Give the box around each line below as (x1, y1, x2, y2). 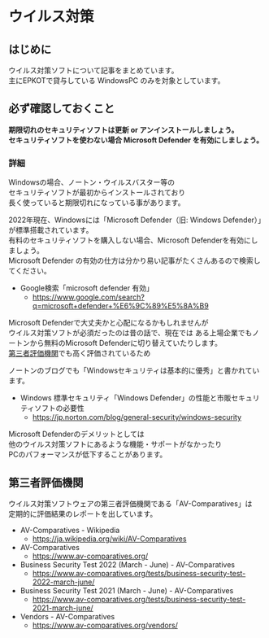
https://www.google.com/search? (32, 292, 145, 302)
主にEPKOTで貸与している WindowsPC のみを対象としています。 (8, 76, 225, 85)
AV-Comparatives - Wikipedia (20, 525, 120, 535)
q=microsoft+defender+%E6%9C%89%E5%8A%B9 (32, 301, 209, 311)
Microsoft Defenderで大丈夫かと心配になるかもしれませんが (8, 318, 209, 328)
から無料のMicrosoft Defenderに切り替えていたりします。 (29, 339, 222, 348)
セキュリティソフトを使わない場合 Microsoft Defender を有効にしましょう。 (8, 135, 264, 145)
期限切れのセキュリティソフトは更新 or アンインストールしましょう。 (8, 125, 239, 134)
